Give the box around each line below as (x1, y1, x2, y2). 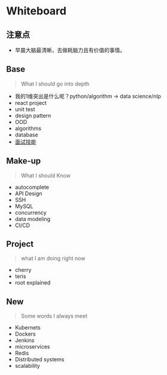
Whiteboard (6, 4, 67, 18)
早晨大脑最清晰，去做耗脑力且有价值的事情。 (14, 47, 126, 53)
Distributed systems (14, 356, 65, 363)
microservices (14, 343, 50, 350)
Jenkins (14, 337, 35, 344)
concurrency (14, 208, 47, 216)
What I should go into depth (20, 80, 90, 87)
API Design (14, 190, 42, 197)
